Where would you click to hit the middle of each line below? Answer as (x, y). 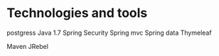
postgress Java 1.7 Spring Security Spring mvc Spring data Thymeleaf (109, 33)
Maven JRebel (28, 46)
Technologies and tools (77, 13)
